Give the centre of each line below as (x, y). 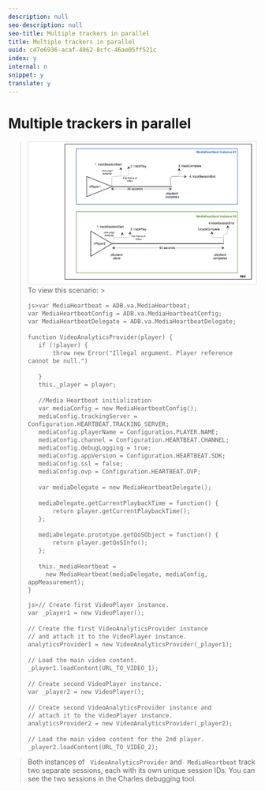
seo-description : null (45, 25)
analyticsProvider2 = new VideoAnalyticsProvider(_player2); (130, 723)
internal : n (28, 67)
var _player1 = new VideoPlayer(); (86, 612)
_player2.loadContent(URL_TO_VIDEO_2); (93, 747)
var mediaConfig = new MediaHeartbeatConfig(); (118, 408)
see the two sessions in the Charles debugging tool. (112, 778)
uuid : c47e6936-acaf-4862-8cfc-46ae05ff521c (82, 50)
